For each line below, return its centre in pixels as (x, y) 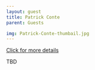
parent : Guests (25, 23)
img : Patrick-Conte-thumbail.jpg (48, 33)
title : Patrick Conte (33, 17)
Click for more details (33, 50)
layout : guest (24, 12)
